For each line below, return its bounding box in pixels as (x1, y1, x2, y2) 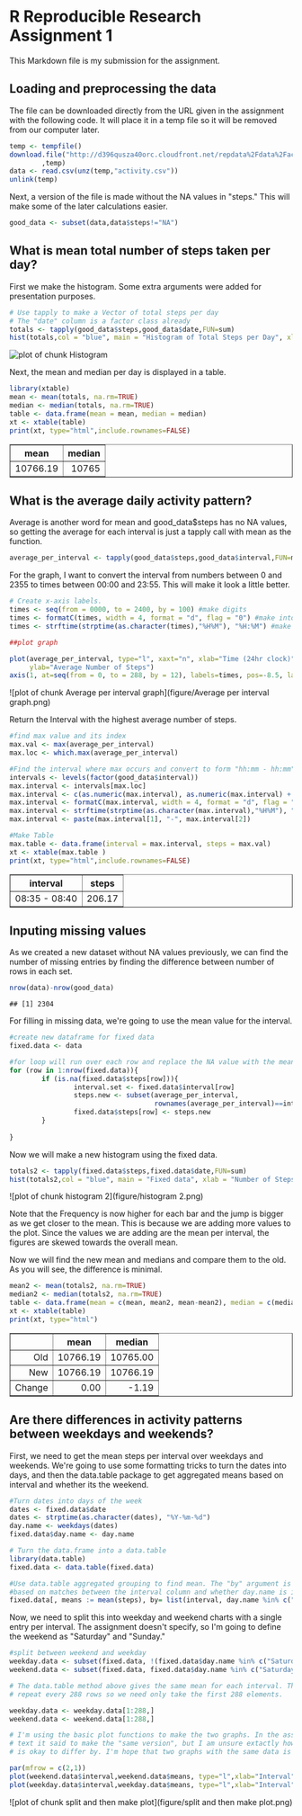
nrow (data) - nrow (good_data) (9, 983, 115, 993)
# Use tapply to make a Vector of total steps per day (9, 308, 219, 317)
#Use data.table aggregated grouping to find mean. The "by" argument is (9, 1579, 292, 1588)
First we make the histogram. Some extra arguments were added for (9, 281, 262, 291)
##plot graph (9, 638, 58, 647)
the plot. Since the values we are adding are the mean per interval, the (9, 1228, 270, 1239)
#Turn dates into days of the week (9, 1496, 143, 1506)
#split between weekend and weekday (9, 1649, 147, 1658)
